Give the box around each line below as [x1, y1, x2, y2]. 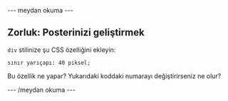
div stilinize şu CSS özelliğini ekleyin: [7, 46, 116, 54]
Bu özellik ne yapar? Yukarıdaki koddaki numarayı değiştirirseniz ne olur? [7, 71, 222, 80]
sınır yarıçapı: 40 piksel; [7, 59, 91, 66]
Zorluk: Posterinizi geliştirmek [7, 26, 145, 38]
